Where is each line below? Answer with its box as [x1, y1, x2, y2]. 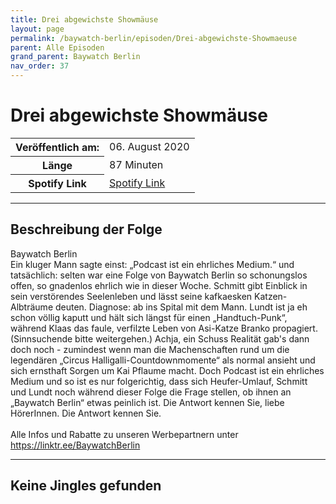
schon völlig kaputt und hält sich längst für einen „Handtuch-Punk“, [10, 311, 288, 323]
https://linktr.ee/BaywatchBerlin [10, 439, 141, 451]
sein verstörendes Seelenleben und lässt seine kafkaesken [10, 290, 253, 302]
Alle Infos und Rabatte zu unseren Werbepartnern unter [10, 428, 239, 440]
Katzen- [254, 290, 288, 302]
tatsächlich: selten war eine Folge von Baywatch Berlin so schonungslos [10, 269, 308, 281]
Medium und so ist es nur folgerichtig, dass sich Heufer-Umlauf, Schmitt [10, 375, 308, 387]
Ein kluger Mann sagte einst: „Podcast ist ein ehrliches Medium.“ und [10, 258, 295, 270]
